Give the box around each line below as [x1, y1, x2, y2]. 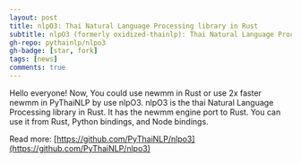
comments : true [9, 64, 66, 73]
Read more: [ [9, 133, 57, 144]
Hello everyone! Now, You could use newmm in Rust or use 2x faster [9, 87, 262, 99]
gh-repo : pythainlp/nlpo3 [9, 38, 106, 47]
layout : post [9, 13, 58, 22]
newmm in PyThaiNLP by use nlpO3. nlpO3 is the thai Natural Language [9, 97, 274, 107]
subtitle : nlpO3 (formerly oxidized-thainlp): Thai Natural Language [9, 30, 275, 39]
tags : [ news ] [9, 55, 58, 64]
